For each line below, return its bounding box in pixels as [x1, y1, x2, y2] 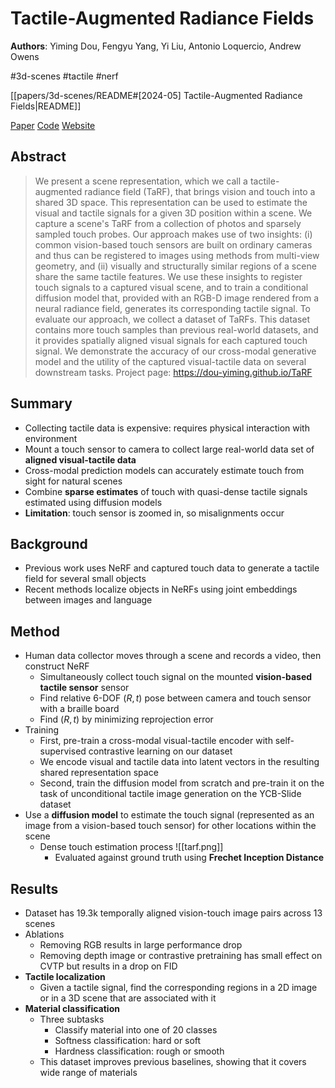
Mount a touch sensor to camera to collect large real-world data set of [24, 443, 315, 455]
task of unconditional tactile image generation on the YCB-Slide [39, 788, 302, 800]
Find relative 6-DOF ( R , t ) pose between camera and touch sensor [39, 692, 312, 704]
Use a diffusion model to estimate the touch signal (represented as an [24, 809, 315, 821]
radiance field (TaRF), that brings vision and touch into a [84, 185, 316, 197]
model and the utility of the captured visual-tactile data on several [34, 355, 307, 367]
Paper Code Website [10, 119, 96, 131]
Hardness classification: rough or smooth [54, 1045, 225, 1057]
